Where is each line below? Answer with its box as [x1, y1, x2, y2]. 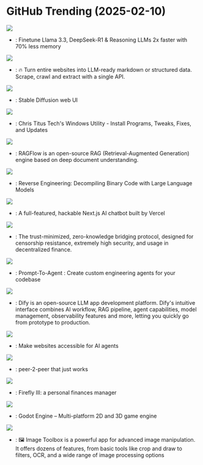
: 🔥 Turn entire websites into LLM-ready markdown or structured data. [15, 66, 193, 73]
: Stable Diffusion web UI [15, 96, 78, 104]
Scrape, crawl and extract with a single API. [15, 72, 125, 80]
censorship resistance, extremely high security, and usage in [15, 239, 169, 247]
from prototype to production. [15, 318, 90, 326]
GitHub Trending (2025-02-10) [6, 4, 166, 18]
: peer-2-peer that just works [15, 365, 89, 372]
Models [15, 186, 35, 193]
